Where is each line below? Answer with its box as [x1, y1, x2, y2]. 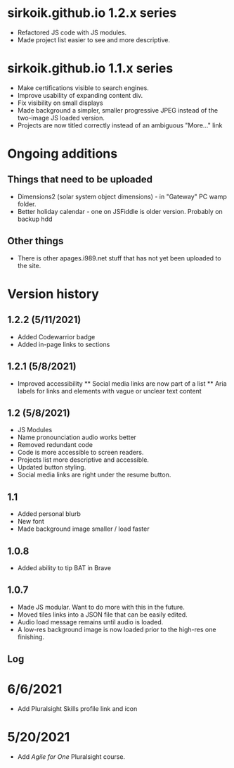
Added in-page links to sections [17, 340, 110, 348]
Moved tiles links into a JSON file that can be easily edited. [17, 610, 188, 619]
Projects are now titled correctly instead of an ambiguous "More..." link [17, 121, 223, 130]
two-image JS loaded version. [17, 113, 105, 122]
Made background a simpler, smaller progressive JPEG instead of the [17, 106, 219, 114]
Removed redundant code [17, 441, 93, 449]
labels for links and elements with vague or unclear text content [17, 386, 202, 395]
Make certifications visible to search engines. [17, 83, 149, 92]
